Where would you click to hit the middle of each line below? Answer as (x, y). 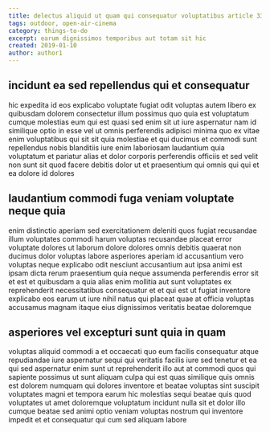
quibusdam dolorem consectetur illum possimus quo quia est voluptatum (129, 113)
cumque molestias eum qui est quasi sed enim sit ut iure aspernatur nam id (133, 122)
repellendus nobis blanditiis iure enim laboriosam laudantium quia (117, 147)
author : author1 (35, 53)
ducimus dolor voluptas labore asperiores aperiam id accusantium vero (126, 256)
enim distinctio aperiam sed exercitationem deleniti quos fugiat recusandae (133, 230)
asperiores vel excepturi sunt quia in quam (117, 333)
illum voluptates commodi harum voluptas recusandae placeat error (120, 238)
